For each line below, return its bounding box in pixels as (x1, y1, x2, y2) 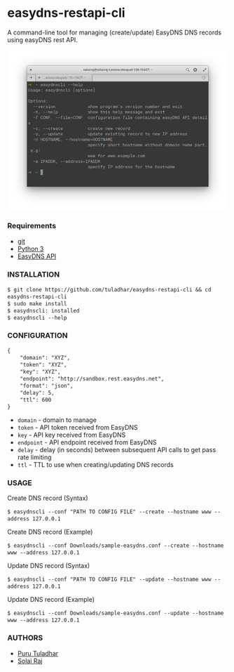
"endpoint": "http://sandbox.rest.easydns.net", (20, 376, 165, 383)
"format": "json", (20, 383, 74, 390)
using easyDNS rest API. (7, 35, 78, 44)
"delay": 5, (20, 390, 55, 397)
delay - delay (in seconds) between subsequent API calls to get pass (17, 446, 216, 454)
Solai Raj (17, 657, 43, 665)
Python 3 (17, 244, 44, 253)
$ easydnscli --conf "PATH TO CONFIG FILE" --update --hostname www (7, 576, 212, 584)
